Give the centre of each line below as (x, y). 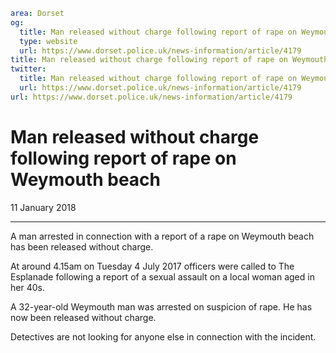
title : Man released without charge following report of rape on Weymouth (169, 60)
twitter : (28, 69)
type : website (48, 41)
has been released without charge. (82, 246)
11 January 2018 (43, 207)
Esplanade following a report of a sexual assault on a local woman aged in (162, 276)
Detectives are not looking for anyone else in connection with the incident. (163, 336)
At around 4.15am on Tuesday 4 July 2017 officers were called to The (152, 266)
